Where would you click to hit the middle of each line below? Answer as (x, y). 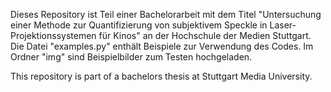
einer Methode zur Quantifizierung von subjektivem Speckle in (139, 25)
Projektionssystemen (53, 35)
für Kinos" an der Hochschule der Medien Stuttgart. (205, 35)
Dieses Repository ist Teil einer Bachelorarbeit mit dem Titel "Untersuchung (166, 14)
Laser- (283, 25)
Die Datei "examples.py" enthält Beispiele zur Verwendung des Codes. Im (162, 46)
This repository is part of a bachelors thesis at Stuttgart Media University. (161, 76)
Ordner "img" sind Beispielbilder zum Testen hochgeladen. (131, 57)
